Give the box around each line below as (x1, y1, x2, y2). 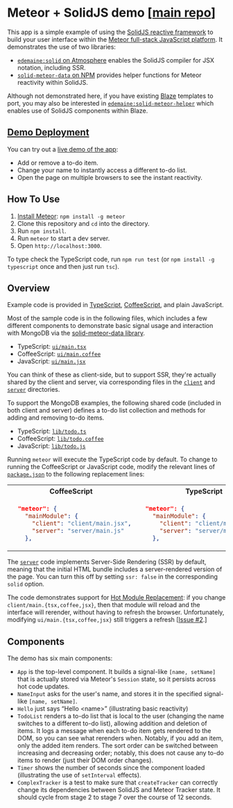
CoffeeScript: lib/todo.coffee (17, 434, 104, 443)
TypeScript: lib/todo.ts (17, 427, 87, 436)
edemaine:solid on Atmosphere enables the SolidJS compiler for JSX (17, 56, 215, 64)
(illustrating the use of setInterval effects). (17, 771, 141, 780)
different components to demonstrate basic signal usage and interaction (7, 322, 214, 330)
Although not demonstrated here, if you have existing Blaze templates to (7, 92, 214, 100)
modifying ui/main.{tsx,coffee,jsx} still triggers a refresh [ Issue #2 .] (7, 616, 207, 624)
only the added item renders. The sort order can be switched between (17, 741, 218, 750)
